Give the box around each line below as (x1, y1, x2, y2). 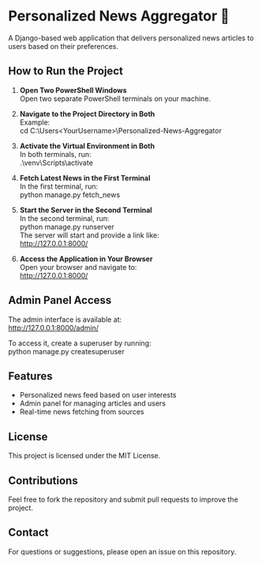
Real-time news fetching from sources (19, 407, 144, 416)
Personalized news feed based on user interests (19, 390, 177, 400)
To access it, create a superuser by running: (8, 338, 152, 348)
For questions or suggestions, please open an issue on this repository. (8, 547, 237, 556)
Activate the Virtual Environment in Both (19, 141, 155, 151)
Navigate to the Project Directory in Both (19, 109, 155, 118)
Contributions (8, 473, 78, 487)
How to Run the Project (8, 65, 124, 78)
